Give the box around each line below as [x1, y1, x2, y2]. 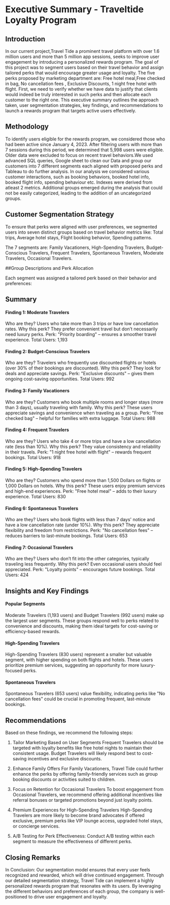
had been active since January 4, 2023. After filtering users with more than [5, 141, 162, 147]
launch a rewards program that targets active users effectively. [5, 108, 137, 114]
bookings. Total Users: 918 [5, 454, 61, 460]
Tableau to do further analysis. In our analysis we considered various [5, 168, 150, 174]
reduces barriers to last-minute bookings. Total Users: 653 [5, 533, 128, 539]
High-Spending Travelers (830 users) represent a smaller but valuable [5, 652, 152, 658]
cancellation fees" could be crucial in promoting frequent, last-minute [5, 696, 151, 702]
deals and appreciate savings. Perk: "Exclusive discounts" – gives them [5, 371, 155, 377]
